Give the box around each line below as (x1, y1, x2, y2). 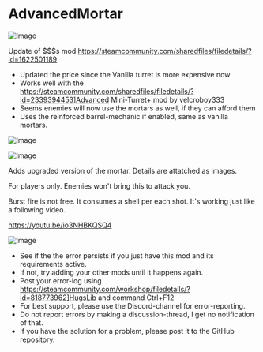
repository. (19, 335, 55, 344)
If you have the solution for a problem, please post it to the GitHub (19, 326, 235, 335)
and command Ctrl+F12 (98, 293, 175, 302)
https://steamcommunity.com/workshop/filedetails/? (19, 284, 191, 294)
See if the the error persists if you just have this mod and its (19, 250, 215, 260)
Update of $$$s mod (8, 46, 77, 55)
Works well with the (19, 78, 85, 88)
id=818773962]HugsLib (19, 293, 97, 302)
